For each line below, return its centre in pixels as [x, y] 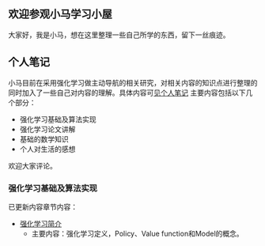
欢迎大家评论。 [32, 165]
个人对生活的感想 [47, 149]
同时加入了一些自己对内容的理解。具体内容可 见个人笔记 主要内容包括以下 [127, 93]
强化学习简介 [40, 223]
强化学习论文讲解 [47, 129]
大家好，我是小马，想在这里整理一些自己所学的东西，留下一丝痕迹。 [119, 35]
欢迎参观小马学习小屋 [60, 14]
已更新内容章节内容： [43, 206]
